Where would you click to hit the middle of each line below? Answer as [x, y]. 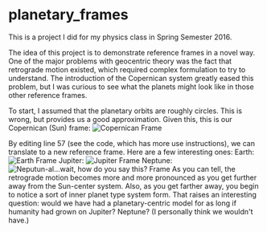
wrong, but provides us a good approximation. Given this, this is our [120, 119]
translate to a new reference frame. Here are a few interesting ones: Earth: [131, 152]
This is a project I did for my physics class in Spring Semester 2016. [120, 37]
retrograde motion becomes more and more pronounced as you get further [133, 177]
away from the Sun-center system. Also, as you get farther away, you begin [133, 185]
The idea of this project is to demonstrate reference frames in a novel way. [132, 52]
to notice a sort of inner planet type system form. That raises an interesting [133, 194]
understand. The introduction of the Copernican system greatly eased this [131, 78]
